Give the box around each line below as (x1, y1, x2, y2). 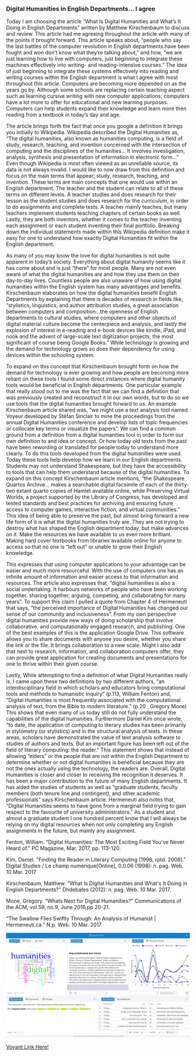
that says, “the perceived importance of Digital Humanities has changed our (6, 605, 188, 612)
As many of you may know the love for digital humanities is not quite (6, 252, 170, 259)
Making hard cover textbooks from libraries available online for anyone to (6, 537, 182, 544)
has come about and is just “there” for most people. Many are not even (6, 265, 176, 272)
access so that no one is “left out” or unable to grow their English (6, 543, 162, 550)
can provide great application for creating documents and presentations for (6, 654, 187, 661)
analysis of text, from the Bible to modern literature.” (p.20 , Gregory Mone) (6, 703, 187, 710)
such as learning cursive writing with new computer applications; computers (6, 92, 190, 100)
